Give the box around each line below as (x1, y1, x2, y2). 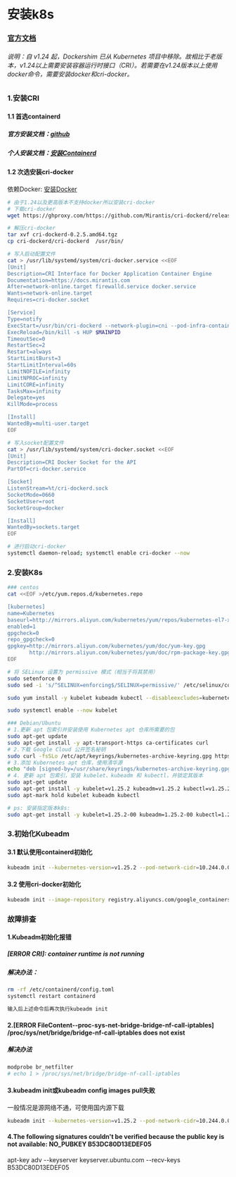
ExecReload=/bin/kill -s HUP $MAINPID (7, 328, 121, 335)
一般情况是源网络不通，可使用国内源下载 (7, 1103, 124, 1111)
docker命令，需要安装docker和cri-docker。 (7, 70, 133, 78)
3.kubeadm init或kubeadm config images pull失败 (7, 1086, 156, 1095)
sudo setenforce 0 (7, 674, 61, 682)
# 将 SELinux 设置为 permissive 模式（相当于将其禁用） (7, 668, 159, 675)
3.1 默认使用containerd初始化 (7, 848, 93, 856)
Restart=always (7, 348, 52, 356)
